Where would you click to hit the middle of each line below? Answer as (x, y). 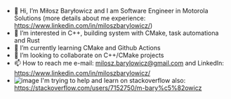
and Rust (27, 40)
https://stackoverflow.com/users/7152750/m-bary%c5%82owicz (108, 88)
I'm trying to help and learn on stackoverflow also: (113, 81)
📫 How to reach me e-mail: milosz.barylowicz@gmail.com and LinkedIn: (119, 63)
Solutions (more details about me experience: (80, 18)
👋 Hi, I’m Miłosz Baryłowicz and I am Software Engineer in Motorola (111, 11)
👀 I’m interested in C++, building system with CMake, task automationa (116, 33)
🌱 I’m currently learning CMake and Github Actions (87, 48)
